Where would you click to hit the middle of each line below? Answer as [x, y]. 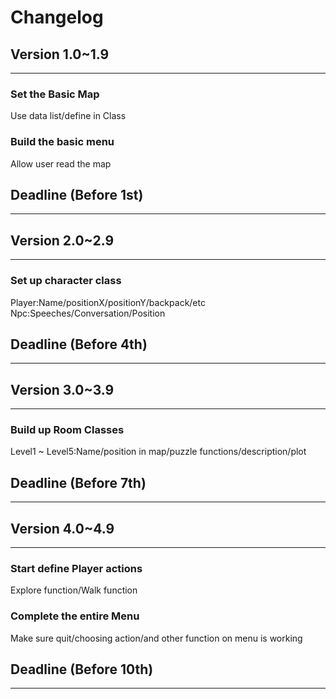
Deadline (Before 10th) [82, 669]
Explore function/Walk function [74, 590]
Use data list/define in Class [68, 116]
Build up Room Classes [67, 430]
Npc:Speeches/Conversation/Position [88, 313]
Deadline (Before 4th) [79, 344]
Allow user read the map [61, 163]
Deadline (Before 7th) [78, 482]
